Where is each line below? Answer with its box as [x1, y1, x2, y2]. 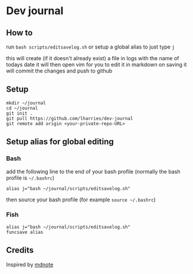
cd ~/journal [6, 105, 38, 111]
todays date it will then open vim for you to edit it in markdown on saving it [6, 61, 187, 68]
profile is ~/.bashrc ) [6, 174, 55, 181]
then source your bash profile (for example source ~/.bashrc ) [6, 196, 156, 203]
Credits [6, 245, 34, 255]
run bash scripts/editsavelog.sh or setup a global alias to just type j [6, 43, 175, 50]
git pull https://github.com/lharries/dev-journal [6, 115, 133, 122]
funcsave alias [6, 229, 44, 235]
